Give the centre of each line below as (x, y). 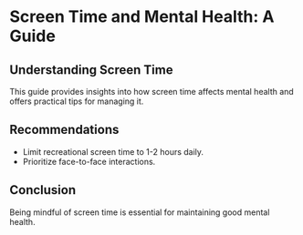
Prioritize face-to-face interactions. (89, 161)
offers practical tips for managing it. (77, 101)
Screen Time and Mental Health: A (142, 17)
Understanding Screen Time (91, 70)
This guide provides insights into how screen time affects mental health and (151, 92)
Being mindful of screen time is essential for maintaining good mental (140, 212)
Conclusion (43, 190)
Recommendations (64, 130)
